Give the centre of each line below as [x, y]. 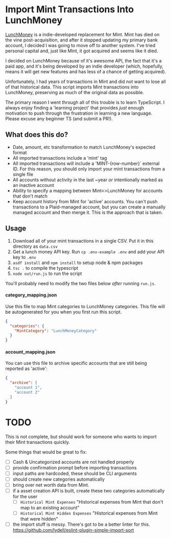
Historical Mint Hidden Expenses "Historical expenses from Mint [89, 513]
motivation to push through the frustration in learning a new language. [79, 113]
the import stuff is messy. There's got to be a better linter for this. [81, 524]
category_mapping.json [31, 295]
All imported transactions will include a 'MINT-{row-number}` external [86, 163]
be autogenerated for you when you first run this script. [64, 312]
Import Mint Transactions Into [70, 9]
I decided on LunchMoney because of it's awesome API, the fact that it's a [83, 60]
